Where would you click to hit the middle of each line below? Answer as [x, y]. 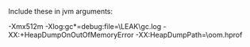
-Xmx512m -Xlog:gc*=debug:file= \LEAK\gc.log [85, 26]
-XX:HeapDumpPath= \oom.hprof [189, 35]
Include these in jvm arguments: [61, 11]
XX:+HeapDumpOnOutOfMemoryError [71, 35]
